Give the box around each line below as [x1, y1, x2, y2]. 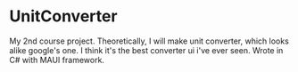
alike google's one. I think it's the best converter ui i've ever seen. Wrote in [9, 44, 284, 55]
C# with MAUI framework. [9, 54, 105, 65]
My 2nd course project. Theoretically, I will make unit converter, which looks [9, 36, 290, 46]
